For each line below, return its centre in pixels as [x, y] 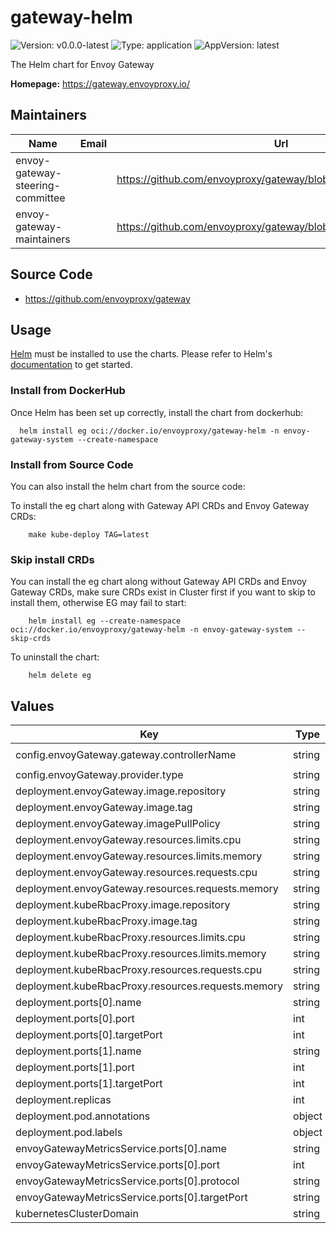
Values [32, 706]
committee [40, 198]
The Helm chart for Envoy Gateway [82, 64]
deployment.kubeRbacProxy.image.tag [106, 921]
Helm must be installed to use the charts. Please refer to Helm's [141, 354]
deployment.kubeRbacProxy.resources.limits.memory [141, 954]
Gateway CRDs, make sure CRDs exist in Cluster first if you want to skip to [163, 592]
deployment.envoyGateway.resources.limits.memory [139, 856]
